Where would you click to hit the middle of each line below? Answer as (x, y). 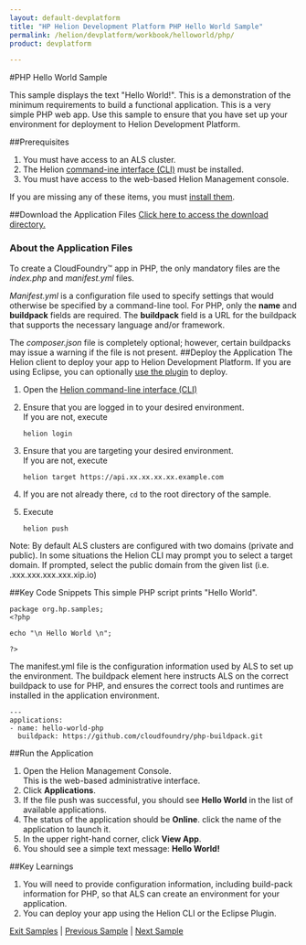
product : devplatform (51, 43)
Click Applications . (59, 790)
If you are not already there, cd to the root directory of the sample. (147, 494)
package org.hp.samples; (57, 609)
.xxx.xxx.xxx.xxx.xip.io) (53, 575)
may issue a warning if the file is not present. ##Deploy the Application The (151, 352)
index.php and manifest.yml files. (72, 278)
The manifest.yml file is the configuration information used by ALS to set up (152, 666)
